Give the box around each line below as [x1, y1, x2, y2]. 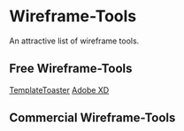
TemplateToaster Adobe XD [9, 84, 110, 95]
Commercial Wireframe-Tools [9, 111, 176, 126]
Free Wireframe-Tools [9, 61, 133, 76]
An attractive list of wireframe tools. [9, 35, 140, 46]
